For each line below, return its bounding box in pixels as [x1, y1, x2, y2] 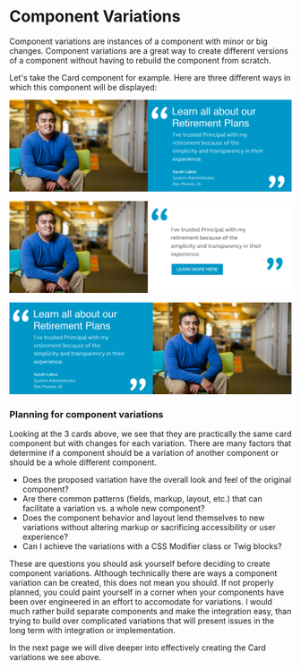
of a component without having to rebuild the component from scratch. [9, 55, 271, 65]
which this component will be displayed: [9, 82, 158, 92]
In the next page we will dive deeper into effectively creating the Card [9, 642, 266, 653]
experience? [21, 531, 69, 542]
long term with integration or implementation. [9, 624, 176, 635]
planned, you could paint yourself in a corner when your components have [9, 587, 285, 597]
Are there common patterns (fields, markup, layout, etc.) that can [21, 493, 262, 503]
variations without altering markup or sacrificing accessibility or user [21, 521, 276, 532]
